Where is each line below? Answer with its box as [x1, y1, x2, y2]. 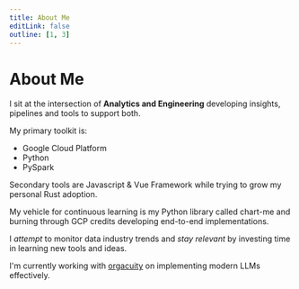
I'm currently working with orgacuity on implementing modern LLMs [9, 260, 260, 271]
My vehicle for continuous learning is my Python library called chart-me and [9, 206, 291, 217]
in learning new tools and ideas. [9, 243, 128, 254]
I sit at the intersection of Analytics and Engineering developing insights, [9, 98, 281, 109]
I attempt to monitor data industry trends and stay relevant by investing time [9, 233, 291, 244]
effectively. [9, 270, 51, 281]
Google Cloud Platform [22, 143, 108, 154]
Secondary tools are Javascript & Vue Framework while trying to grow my [9, 179, 282, 190]
